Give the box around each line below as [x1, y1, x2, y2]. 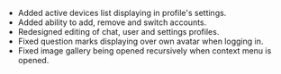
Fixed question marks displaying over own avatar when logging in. [17, 36, 264, 46]
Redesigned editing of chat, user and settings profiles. [17, 27, 220, 37]
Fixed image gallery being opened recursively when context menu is [17, 45, 272, 56]
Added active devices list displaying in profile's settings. [17, 8, 227, 18]
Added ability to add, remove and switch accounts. [17, 17, 207, 28]
